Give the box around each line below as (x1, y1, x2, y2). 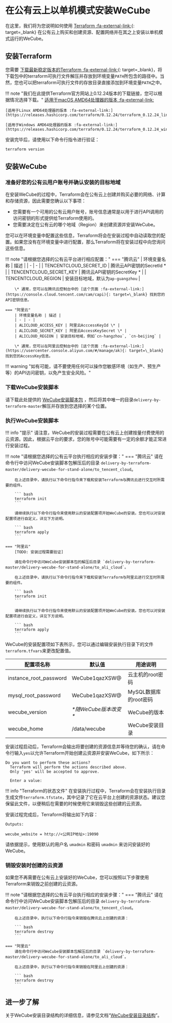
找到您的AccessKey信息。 (5, 353, 53, 359)
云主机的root (127, 671, 158, 678)
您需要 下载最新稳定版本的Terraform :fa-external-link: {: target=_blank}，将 (5, 66, 163, 72)
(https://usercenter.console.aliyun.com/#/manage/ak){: (5, 348, 127, 353)
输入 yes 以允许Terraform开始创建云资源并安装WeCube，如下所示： (14, 750, 155, 756)
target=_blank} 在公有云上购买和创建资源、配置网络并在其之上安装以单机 (5, 29, 159, 35)
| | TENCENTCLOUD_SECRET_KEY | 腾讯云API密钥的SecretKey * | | (5, 269, 146, 275)
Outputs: (5, 821, 24, 827)
